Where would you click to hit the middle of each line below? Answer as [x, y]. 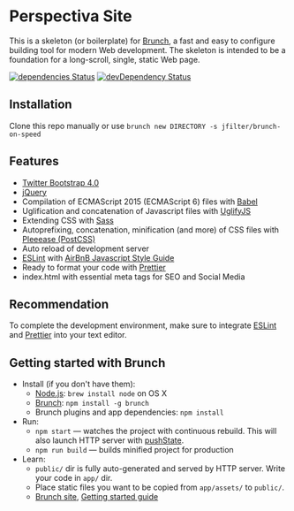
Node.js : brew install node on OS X [101, 393]
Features [34, 161]
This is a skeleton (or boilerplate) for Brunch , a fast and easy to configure [142, 41]
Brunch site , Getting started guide [97, 497]
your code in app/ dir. [74, 478]
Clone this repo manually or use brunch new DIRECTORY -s [113, 126]
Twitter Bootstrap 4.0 [60, 182]
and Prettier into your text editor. [68, 335]
